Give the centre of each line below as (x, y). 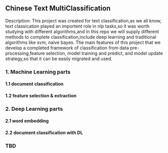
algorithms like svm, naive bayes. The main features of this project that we (83, 42)
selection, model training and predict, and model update (105, 53)
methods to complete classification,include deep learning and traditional (81, 37)
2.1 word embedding (27, 121)
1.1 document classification (35, 84)
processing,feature (25, 53)
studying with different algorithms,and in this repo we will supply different (82, 31)
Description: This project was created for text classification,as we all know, (83, 20)
